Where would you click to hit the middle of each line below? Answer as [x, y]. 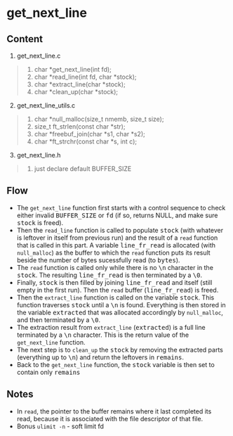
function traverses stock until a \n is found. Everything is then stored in [121, 304]
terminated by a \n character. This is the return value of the [103, 335]
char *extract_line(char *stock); [80, 84]
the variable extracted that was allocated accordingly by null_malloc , [120, 312]
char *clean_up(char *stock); [76, 92]
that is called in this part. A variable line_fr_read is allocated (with [116, 245]
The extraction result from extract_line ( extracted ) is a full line [111, 327]
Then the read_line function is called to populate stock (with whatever [120, 230]
